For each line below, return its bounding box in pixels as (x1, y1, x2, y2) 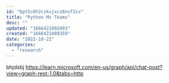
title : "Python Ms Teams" (6, 14, 70, 20)
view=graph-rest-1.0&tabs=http (6, 69, 84, 77)
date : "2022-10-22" (6, 36, 55, 42)
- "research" (11, 47, 44, 53)
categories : (6, 42, 36, 48)
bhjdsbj (6, 63, 25, 71)
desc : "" (6, 20, 28, 25)
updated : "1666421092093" (6, 25, 70, 31)
